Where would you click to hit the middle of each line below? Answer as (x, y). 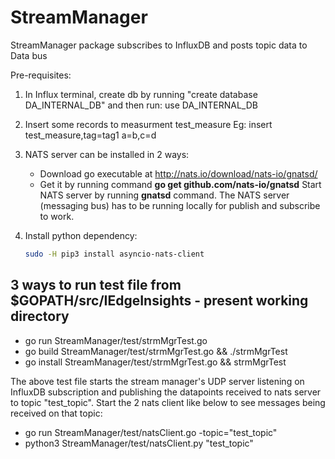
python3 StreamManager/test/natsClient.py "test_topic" (139, 443)
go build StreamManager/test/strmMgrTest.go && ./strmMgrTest (156, 351)
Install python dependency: (81, 235)
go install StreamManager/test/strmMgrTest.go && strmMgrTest (155, 362)
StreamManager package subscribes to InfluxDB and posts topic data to (159, 45)
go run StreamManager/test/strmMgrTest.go (116, 340)
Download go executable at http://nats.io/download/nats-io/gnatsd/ (178, 173)
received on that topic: (56, 413)
